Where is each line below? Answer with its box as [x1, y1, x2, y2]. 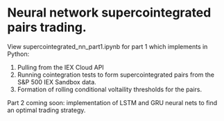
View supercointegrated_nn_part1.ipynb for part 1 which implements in [7, 42, 208, 50]
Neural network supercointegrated [7, 5, 212, 21]
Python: [7, 50, 30, 58]
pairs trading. [7, 19, 87, 35]
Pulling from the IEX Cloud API [17, 63, 104, 71]
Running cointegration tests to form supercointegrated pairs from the [17, 71, 215, 79]
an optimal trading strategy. [7, 106, 86, 114]
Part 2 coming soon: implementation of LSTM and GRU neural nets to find [7, 98, 218, 106]
